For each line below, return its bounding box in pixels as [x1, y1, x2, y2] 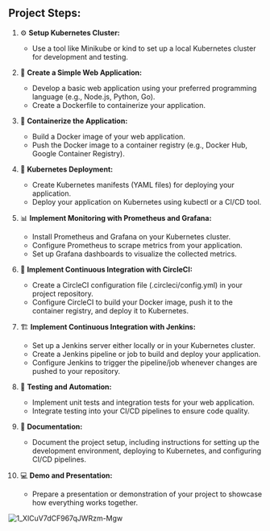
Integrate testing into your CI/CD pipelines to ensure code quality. [31, 406, 250, 416]
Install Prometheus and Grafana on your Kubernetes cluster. [31, 231, 231, 241]
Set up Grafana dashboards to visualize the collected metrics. [31, 249, 238, 259]
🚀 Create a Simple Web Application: [19, 68, 143, 77]
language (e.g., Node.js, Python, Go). [31, 92, 156, 102]
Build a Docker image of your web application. [31, 131, 185, 141]
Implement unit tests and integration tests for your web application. [31, 397, 255, 407]
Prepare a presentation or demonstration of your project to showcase [31, 489, 263, 499]
